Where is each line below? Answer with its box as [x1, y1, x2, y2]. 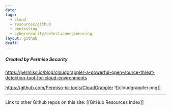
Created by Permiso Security [5, 57, 68, 63]
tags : [5, 12, 17, 17]
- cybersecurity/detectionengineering [10, 31, 93, 36]
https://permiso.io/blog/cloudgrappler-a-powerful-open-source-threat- [5, 69, 155, 75]
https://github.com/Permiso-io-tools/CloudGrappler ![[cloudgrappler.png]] [5, 85, 161, 91]
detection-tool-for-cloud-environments [5, 74, 88, 80]
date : [5, 7, 17, 13]
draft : [5, 41, 19, 46]
